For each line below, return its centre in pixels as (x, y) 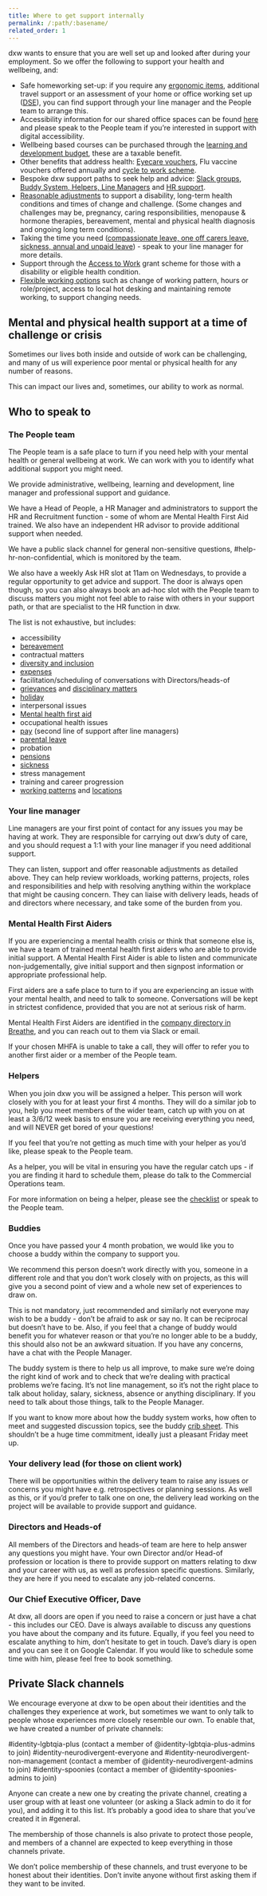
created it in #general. (45, 1819)
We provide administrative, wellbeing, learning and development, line (122, 484)
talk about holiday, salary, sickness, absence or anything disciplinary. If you (132, 1393)
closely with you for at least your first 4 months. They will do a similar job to (132, 1102)
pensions (35, 756)
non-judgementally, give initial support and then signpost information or (126, 967)
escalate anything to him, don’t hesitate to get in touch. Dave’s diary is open (132, 1642)
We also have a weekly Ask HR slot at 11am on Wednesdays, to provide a (128, 573)
